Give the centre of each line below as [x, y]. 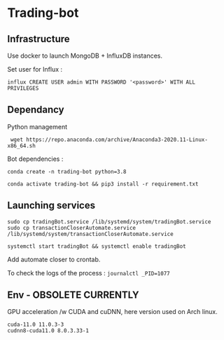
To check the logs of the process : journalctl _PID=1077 [89, 273]
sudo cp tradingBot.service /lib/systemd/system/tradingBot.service [109, 222]
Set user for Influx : [35, 69]
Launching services [51, 205]
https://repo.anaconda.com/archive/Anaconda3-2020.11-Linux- [117, 139]
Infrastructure [38, 39]
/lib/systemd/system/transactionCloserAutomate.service [90, 234]
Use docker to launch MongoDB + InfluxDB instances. [85, 55]
